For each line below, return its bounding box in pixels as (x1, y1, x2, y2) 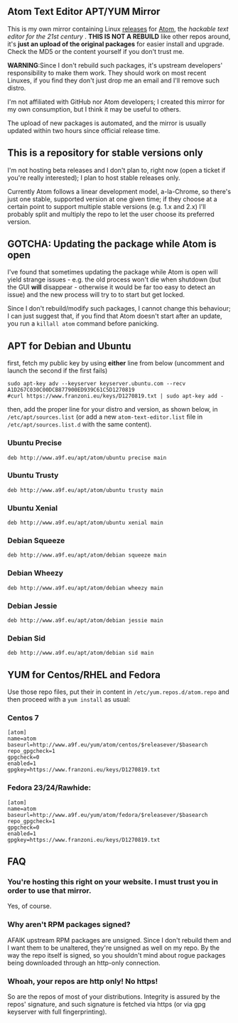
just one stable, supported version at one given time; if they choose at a (7, 195, 218, 203)
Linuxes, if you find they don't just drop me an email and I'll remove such (7, 76, 220, 85)
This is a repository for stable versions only (7, 147, 204, 159)
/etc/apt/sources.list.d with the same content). (7, 420, 152, 429)
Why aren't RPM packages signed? (7, 920, 131, 930)
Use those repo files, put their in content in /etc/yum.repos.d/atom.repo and (7, 687, 229, 696)
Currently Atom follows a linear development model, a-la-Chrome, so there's (7, 187, 232, 196)
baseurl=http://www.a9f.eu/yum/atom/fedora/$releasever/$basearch (7, 811, 208, 818)
